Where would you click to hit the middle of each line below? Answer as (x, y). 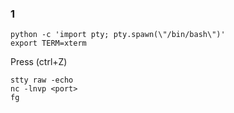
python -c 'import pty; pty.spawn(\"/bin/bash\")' (118, 35)
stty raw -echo (42, 80)
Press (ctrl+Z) (39, 62)
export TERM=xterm (48, 43)
